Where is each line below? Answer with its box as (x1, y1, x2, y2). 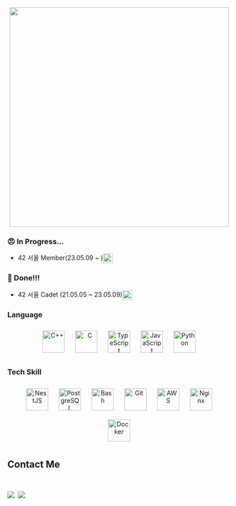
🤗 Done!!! (7, 273, 40, 283)
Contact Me (7, 458, 60, 471)
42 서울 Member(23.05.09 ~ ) (17, 253, 103, 262)
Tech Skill (7, 367, 42, 377)
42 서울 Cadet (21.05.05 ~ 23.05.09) (17, 290, 123, 299)
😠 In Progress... (7, 236, 64, 246)
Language (7, 309, 43, 319)
